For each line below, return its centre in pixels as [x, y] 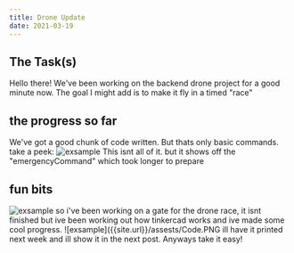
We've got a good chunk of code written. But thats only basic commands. [144, 143]
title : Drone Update [48, 17]
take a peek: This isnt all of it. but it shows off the [122, 151]
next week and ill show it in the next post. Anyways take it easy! [126, 239]
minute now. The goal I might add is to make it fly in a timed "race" [131, 93]
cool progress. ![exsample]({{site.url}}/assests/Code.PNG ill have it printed [146, 229]
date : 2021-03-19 [41, 26]
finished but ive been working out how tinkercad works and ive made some [147, 220]
